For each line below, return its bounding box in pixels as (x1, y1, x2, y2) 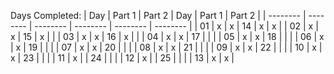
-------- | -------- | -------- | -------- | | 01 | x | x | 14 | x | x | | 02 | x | (34, 20, 319, 32)
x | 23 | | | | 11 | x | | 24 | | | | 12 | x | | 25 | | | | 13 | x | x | (10, 52, 235, 64)
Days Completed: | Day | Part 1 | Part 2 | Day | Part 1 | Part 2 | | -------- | (10, 10, 307, 21)
